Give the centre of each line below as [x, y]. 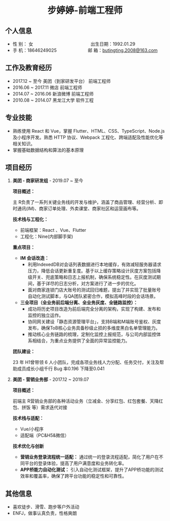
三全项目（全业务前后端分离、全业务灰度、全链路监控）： [79, 302]
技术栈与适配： [28, 418]
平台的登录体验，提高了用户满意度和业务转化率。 [76, 464]
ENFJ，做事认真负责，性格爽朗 [45, 513]
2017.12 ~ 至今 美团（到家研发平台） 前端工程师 [62, 81]
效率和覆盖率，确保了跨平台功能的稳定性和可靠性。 [73, 476]
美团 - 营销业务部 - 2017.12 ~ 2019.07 [51, 380]
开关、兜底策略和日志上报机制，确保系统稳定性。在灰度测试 [94, 277]
